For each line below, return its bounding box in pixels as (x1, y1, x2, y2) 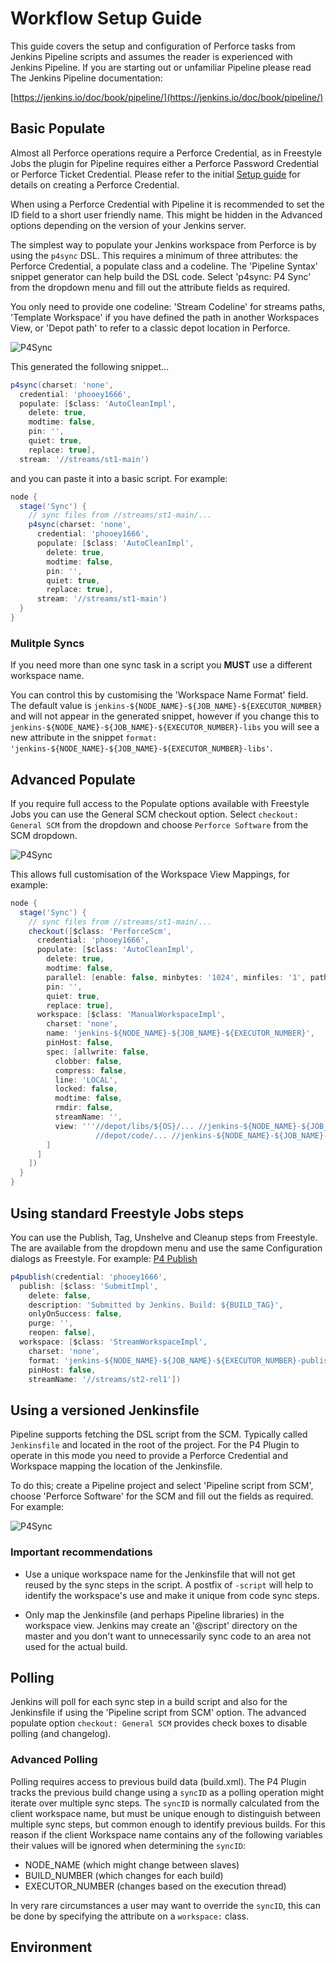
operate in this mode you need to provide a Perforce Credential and (10, 1450, 288, 1462)
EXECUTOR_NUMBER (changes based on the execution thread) (24, 1880, 287, 1892)
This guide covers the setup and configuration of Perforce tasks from (10, 40, 296, 52)
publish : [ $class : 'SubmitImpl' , (19, 1281, 159, 1291)
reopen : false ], (28, 1328, 97, 1338)
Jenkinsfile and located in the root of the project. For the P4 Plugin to (10, 1439, 300, 1451)
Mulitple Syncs (10, 636, 85, 650)
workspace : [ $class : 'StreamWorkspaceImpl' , (19, 1337, 208, 1347)
